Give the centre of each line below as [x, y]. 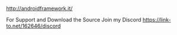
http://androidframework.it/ [39, 8]
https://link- [157, 20]
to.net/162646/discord [34, 26]
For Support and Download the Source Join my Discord [74, 20]
